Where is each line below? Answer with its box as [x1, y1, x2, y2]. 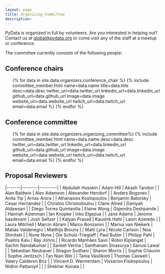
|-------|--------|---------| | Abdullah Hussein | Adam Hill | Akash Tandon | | [5, 185, 160, 191]
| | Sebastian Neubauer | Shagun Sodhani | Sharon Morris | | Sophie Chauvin [5, 247, 161, 253]
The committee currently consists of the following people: [5, 50, 123, 56]
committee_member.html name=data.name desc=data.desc [12, 136, 134, 142]
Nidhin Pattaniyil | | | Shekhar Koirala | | [5, 263, 85, 269]
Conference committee [5, 118, 78, 126]
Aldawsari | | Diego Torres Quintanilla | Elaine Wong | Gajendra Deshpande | [5, 205, 159, 211]
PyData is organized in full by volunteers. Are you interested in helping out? [5, 30, 158, 36]
